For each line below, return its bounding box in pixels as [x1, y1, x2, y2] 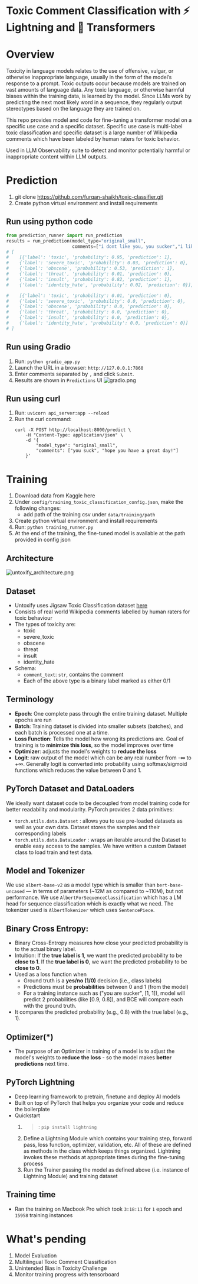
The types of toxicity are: [14, 620, 76, 628]
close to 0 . [14, 965, 41, 972]
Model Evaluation [14, 1251, 57, 1259]
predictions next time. [14, 1060, 70, 1067]
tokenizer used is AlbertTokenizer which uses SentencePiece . [6, 907, 155, 914]
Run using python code [6, 216, 93, 227]
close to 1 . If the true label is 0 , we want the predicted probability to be [14, 958, 187, 965]
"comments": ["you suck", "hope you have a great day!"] [36, 448, 179, 454]
